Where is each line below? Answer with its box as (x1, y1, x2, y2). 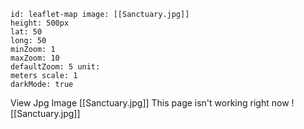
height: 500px (10, 18, 70, 28)
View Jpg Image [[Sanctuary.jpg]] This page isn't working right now (10, 97, 290, 109)
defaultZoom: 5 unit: (10, 62, 101, 72)
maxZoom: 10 (10, 53, 60, 63)
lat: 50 (10, 27, 43, 37)
